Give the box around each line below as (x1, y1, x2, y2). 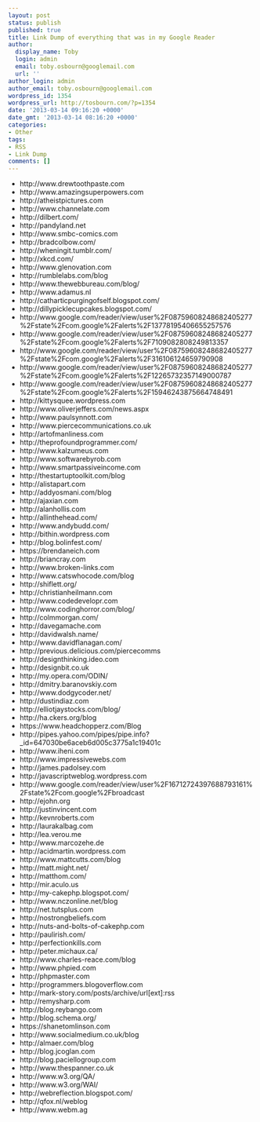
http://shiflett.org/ (19, 579, 77, 589)
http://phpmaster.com (19, 971, 90, 981)
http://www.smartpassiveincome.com (19, 462, 141, 472)
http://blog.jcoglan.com (19, 1047, 96, 1056)
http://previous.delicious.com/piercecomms (19, 646, 161, 656)
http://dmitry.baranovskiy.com (19, 680, 117, 689)
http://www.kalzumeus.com (19, 446, 110, 455)
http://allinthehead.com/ (19, 513, 98, 522)
